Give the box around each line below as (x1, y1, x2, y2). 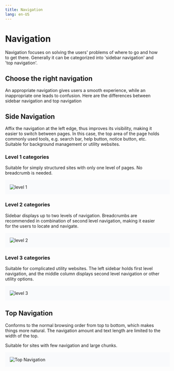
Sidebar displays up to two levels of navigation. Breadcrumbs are (5, 212, 138, 218)
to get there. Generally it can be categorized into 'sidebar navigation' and (5, 55, 154, 61)
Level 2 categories (5, 201, 50, 208)
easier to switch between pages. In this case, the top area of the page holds (5, 131, 160, 137)
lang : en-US (5, 12, 30, 17)
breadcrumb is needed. (5, 170, 53, 176)
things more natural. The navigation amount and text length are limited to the (5, 327, 161, 333)
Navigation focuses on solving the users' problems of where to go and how (5, 49, 158, 55)
